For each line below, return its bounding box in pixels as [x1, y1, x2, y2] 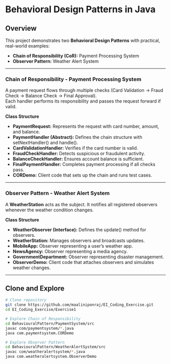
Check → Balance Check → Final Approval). [5, 93, 97, 99]
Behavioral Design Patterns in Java [5, 4, 156, 15]
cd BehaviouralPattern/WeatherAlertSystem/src [5, 345, 106, 350]
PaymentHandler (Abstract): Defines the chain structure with [12, 134, 142, 140]
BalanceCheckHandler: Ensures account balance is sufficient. [12, 156, 144, 162]
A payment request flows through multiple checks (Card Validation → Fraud [5, 87, 164, 93]
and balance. [12, 129, 40, 135]
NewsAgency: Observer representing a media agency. [12, 248, 128, 254]
